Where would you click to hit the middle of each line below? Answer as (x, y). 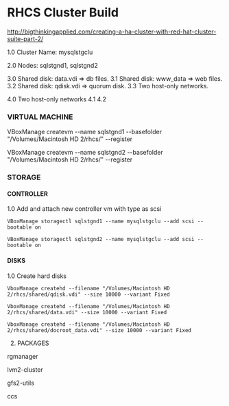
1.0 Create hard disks (37, 276)
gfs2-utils (21, 383)
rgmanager (23, 356)
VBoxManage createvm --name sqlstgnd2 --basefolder (85, 153)
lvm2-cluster (25, 369)
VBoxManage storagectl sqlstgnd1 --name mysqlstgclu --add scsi (101, 221)
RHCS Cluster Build (63, 13)
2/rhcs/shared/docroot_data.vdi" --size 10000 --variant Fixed (99, 330)
